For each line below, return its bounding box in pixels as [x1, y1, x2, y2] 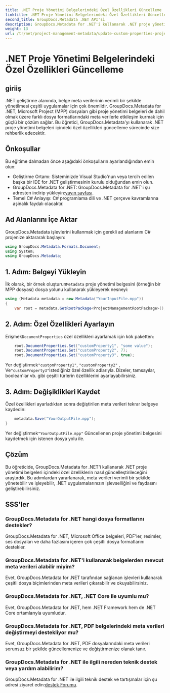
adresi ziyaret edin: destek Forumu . [5, 682, 77, 688]
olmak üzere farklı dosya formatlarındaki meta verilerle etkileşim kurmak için [5, 114, 164, 120]
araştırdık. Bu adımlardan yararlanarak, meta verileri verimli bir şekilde [5, 474, 151, 481]
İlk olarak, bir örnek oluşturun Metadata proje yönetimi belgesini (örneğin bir [5, 281, 161, 287]
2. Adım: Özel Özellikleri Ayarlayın [5, 320, 115, 329]
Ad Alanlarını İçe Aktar [5, 215, 78, 224]
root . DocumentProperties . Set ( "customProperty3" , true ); [14, 353, 135, 358]
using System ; [5, 249, 35, 254]
